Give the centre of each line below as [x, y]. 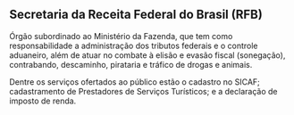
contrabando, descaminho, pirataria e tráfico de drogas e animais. [131, 64]
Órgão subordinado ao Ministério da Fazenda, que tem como [121, 36]
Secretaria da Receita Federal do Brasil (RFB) [136, 15]
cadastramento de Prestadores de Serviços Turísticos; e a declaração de [143, 91]
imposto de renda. [43, 101]
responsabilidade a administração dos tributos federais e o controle [134, 45]
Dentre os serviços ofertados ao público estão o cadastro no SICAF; [135, 82]
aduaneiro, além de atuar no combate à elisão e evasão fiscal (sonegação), [147, 55]
